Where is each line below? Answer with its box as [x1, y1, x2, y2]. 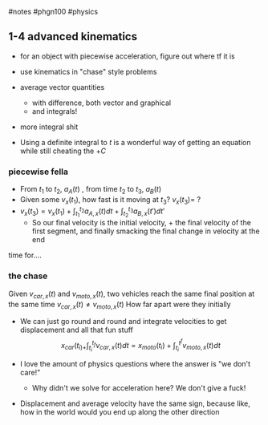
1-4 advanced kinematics [8, 30, 138, 43]
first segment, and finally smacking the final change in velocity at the [31, 226, 260, 236]
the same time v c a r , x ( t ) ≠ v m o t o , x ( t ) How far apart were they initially [8, 299, 231, 311]
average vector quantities [19, 82, 105, 91]
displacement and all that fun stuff [19, 325, 134, 335]
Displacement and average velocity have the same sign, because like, [19, 399, 250, 408]
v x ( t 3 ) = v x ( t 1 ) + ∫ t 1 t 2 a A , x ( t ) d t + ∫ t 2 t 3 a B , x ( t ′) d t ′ [19, 204, 165, 219]
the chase [8, 270, 48, 281]
